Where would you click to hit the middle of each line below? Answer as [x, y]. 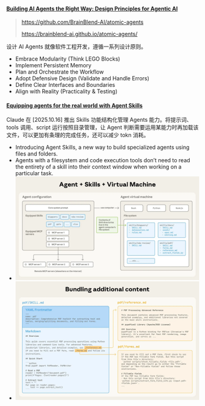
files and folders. [36, 154]
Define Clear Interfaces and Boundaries [65, 85]
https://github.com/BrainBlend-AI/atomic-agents [82, 22]
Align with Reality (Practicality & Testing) [66, 91]
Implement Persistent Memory [53, 66]
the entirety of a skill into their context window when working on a [98, 167]
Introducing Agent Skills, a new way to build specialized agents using [102, 148]
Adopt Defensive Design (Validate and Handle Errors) [82, 78]
